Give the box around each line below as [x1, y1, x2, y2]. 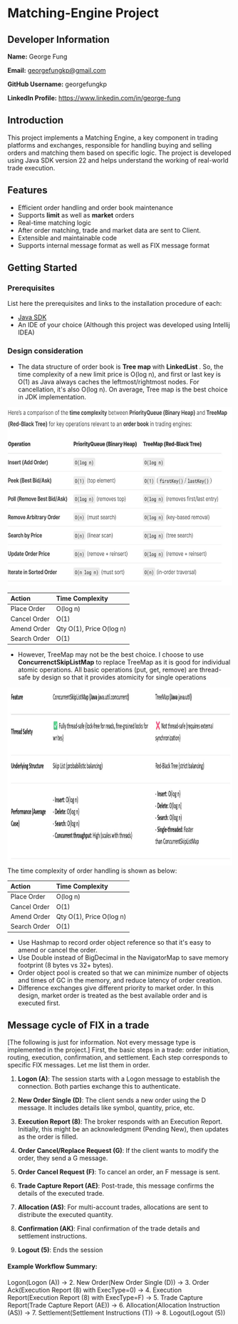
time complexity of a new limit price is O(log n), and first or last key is [17, 369, 221, 379]
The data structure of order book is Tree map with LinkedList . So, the [17, 362, 224, 371]
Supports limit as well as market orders [17, 210, 135, 219]
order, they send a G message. [17, 1154, 108, 1163]
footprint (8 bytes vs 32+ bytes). [17, 960, 114, 969]
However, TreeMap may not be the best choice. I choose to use [17, 650, 205, 659]
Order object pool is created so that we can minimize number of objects [17, 968, 229, 977]
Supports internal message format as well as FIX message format [17, 241, 210, 250]
